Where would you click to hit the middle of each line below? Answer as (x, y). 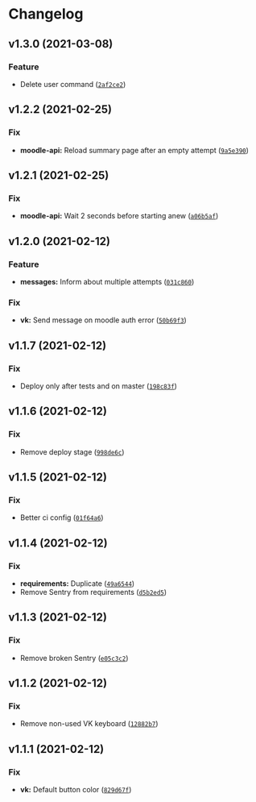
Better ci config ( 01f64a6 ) (62, 517)
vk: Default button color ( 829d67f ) (76, 790)
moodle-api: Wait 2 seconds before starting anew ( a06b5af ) (119, 216)
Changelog (46, 14)
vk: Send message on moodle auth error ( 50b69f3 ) (103, 320)
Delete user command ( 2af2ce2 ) (73, 84)
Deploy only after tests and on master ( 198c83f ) (98, 386)
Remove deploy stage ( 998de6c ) (72, 451)
